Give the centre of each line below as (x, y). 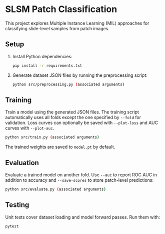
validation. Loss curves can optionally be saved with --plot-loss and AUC (82, 123)
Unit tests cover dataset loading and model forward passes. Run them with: (83, 217)
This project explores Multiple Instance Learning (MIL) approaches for (77, 23)
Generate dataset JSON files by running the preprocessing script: (80, 75)
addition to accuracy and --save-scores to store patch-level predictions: (79, 180)
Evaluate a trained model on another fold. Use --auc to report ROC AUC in (81, 175)
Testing (17, 205)
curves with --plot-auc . (30, 128)
